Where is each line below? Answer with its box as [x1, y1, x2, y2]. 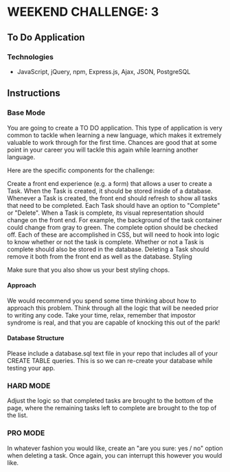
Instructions [7, 87, 60, 99]
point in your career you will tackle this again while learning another [7, 145, 198, 154]
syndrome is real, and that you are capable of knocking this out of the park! [7, 318, 220, 327]
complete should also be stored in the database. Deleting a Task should [7, 245, 209, 253]
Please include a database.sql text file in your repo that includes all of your [7, 349, 218, 357]
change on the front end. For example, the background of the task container [7, 215, 222, 224]
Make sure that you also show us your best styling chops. [7, 265, 170, 274]
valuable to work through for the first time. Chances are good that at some [7, 138, 218, 146]
